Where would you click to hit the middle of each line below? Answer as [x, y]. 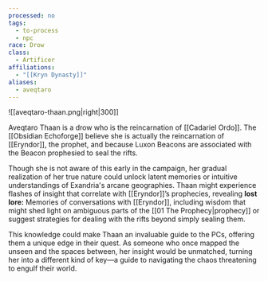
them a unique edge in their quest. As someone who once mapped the [124, 243]
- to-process [37, 30]
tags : [17, 23]
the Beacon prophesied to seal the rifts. [73, 153]
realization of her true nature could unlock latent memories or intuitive [123, 177]
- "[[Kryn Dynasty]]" [51, 75]
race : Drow [26, 45]
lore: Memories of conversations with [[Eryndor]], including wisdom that [127, 202]
